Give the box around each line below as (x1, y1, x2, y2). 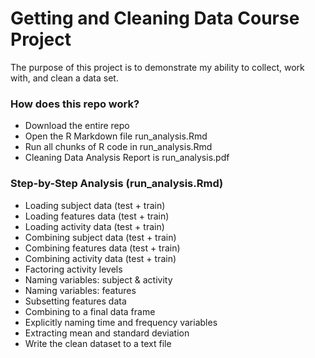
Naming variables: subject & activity (24, 273, 173, 286)
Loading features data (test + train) (24, 210, 170, 222)
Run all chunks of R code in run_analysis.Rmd (24, 141, 213, 153)
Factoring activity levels (24, 263, 123, 275)
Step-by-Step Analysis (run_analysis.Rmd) (10, 177, 224, 191)
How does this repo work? (10, 97, 140, 111)
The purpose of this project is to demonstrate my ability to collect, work (10, 61, 305, 73)
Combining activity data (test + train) (24, 252, 177, 264)
